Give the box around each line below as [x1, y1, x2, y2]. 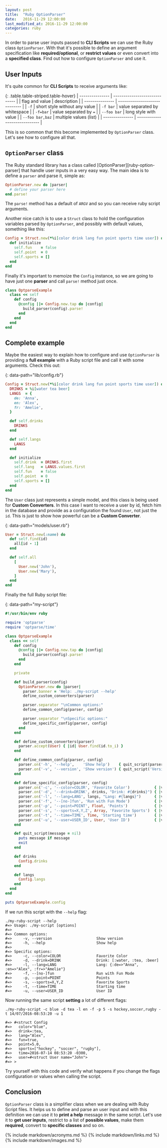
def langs [14, 872, 35, 877]
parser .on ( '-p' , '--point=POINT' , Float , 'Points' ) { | [18, 804, 162, 809]
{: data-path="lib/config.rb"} [5, 372, 64, 378]
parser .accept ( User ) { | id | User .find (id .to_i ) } [18, 744, 123, 749]
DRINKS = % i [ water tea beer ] [9, 386, 70, 392]
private [14, 670, 30, 675]
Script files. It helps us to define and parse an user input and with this [5, 1106, 148, 1112]
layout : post [5, 7, 32, 12]
